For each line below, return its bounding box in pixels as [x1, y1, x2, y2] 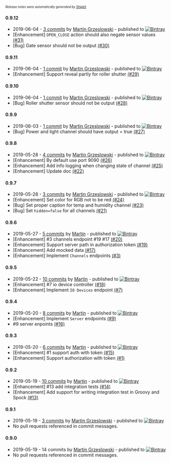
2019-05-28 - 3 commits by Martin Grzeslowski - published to [12, 191, 144, 197]
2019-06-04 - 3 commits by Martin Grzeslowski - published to [12, 26, 144, 32]
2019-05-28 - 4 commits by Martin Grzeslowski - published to [12, 152, 144, 158]
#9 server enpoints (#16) [12, 321, 65, 327]
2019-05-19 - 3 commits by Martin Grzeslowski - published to [12, 418, 143, 424]
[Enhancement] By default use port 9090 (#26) [12, 157, 113, 163]
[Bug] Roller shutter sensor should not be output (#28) [12, 100, 128, 106]
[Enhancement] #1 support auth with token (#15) [12, 349, 115, 356]
